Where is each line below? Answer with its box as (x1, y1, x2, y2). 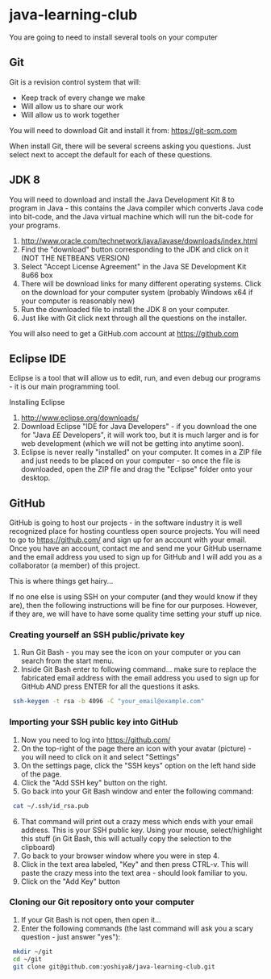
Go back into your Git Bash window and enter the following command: (20, 786, 254, 796)
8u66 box (20, 270, 53, 280)
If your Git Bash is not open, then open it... (20, 914, 162, 924)
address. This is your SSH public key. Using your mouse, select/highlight (20, 825, 263, 835)
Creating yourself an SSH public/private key (9, 629, 185, 640)
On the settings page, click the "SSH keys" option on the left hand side (20, 760, 256, 770)
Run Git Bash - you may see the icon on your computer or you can (20, 648, 241, 657)
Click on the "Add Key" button (20, 877, 120, 886)
